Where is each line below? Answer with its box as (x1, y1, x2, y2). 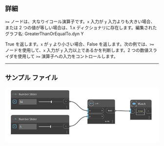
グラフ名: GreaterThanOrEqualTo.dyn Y (5, 31, 84, 37)
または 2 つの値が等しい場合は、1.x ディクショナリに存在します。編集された (5, 24, 157, 30)
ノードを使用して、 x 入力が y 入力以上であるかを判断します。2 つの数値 (5, 47, 149, 53)
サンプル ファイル (5, 74, 58, 82)
